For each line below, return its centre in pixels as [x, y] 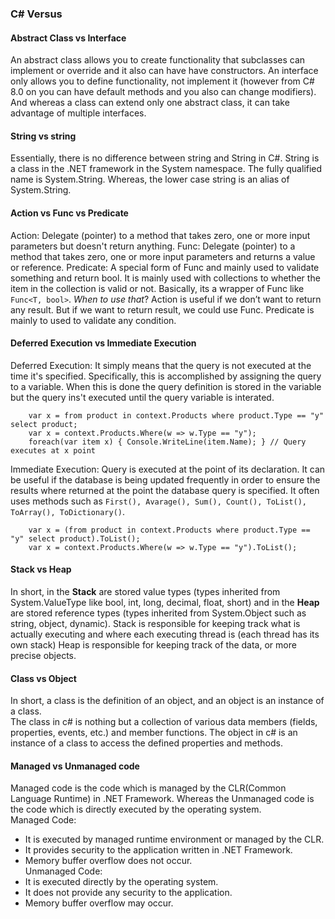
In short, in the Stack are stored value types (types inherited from [145, 591]
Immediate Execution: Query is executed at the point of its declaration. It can [168, 469]
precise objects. [43, 655]
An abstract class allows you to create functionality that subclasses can [158, 60]
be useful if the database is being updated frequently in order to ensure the [165, 479]
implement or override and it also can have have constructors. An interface [164, 71]
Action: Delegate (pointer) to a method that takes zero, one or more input [160, 235]
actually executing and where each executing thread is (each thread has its [165, 634]
